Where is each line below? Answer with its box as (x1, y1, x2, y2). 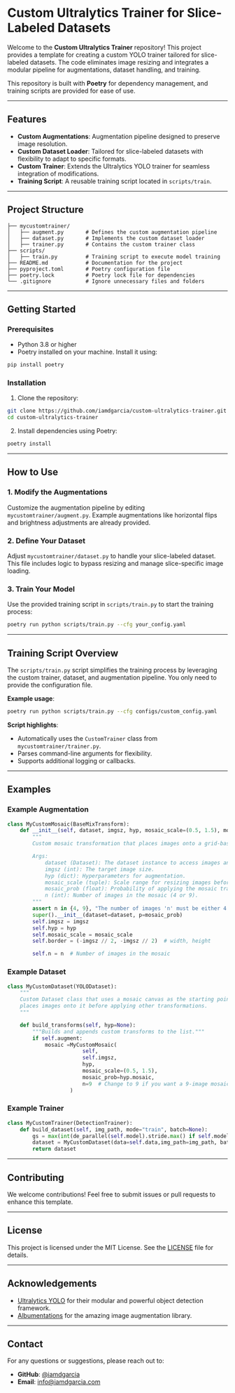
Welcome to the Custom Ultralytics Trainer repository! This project (7, 43, 201, 51)
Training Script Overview (7, 647, 119, 659)
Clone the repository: (17, 394, 79, 402)
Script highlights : (7, 720, 59, 729)
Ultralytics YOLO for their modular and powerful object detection (17, 1296, 204, 1305)
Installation (7, 378, 47, 388)
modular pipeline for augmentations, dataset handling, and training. (7, 65, 201, 74)
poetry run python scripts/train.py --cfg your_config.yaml (7, 621, 187, 628)
